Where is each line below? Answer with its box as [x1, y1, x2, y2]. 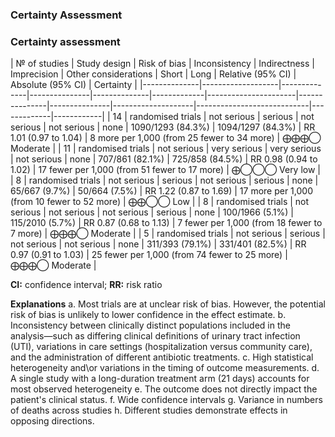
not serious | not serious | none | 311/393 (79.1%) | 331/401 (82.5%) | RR [10, 238, 307, 250]
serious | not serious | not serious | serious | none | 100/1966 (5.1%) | [10, 206, 294, 218]
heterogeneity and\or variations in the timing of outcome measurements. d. [10, 362, 320, 374]
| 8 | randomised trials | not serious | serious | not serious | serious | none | [10, 174, 319, 187]
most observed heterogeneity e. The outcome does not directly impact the [10, 383, 318, 395]
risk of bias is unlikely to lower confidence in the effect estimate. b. [10, 309, 287, 321]
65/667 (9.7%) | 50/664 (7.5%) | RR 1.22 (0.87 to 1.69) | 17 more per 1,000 [10, 185, 313, 197]
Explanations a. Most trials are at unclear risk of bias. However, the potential [10, 298, 326, 310]
